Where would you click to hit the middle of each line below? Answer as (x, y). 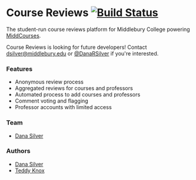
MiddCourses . (24, 35)
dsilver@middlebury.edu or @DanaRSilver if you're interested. (82, 53)
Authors (19, 151)
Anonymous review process (49, 82)
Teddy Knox (30, 170)
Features (19, 69)
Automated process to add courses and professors (77, 95)
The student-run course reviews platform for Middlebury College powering (98, 29)
